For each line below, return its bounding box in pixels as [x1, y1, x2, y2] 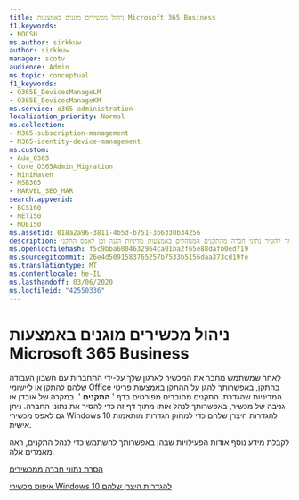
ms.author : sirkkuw [9, 37, 82, 47]
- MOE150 [9, 220, 42, 229]
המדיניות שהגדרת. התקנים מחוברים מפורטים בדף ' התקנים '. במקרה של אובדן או [9, 391, 282, 402]
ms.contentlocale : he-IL [9, 270, 101, 278]
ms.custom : [9, 145, 50, 154]
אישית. [9, 420, 32, 431]
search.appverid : [9, 195, 74, 205]
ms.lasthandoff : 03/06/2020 [9, 278, 114, 286]
